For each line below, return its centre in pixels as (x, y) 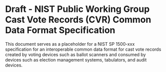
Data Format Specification (60, 30)
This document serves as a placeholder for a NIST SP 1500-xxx (70, 44)
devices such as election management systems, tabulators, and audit (76, 60)
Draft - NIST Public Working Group (78, 9)
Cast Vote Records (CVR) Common (78, 20)
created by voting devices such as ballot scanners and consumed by (76, 54)
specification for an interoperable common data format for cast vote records (83, 49)
